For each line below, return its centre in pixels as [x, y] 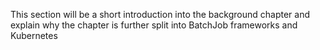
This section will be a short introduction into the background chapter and [160, 14]
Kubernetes [34, 35]
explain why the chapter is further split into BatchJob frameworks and [154, 25]
